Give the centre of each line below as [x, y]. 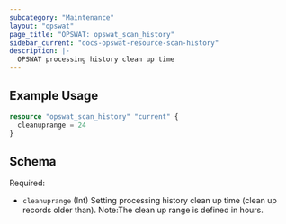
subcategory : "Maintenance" [62, 18]
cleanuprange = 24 [52, 125]
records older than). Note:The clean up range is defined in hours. [143, 210]
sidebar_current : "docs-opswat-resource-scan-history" [114, 43]
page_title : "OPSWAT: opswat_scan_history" [92, 34]
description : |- [40, 51]
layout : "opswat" [42, 26]
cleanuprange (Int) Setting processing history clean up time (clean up [149, 201]
